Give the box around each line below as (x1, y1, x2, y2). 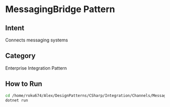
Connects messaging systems (5, 37, 68, 43)
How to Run (5, 80, 42, 88)
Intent (5, 24, 24, 32)
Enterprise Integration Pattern (5, 65, 67, 71)
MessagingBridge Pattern (5, 4, 115, 15)
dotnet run (5, 97, 28, 103)
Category (5, 51, 36, 60)
